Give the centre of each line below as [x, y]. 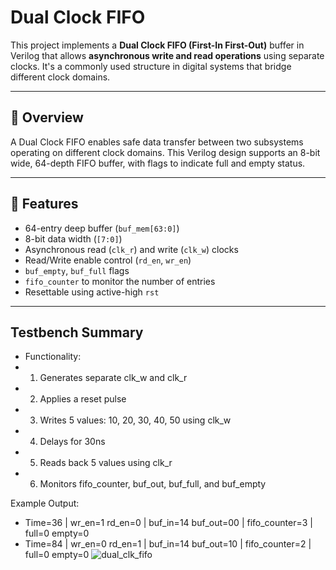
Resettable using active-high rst [92, 292]
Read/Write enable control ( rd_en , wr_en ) [108, 260]
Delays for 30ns [72, 442]
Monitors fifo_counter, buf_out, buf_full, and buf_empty [153, 484]
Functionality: [53, 357]
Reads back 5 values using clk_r [106, 463]
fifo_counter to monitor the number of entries [120, 281]
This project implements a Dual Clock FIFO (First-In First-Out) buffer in [157, 45]
